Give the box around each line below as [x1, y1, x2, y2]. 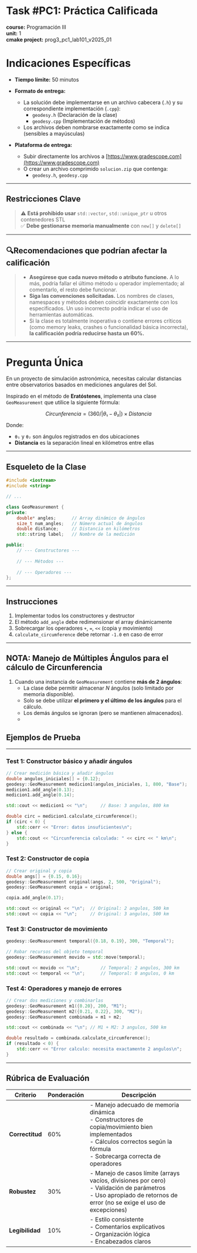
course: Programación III [6, 23, 66, 31]
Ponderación [47, 1091, 84, 1099]
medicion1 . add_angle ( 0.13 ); [6, 787, 75, 792]
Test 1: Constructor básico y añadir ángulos [6, 757, 133, 765]
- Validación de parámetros [90, 1184, 166, 1192]
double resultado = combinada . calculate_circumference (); [6, 1035, 151, 1041]
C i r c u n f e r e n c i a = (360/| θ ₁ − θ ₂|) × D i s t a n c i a [45, 410, 152, 418]
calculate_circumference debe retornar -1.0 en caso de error [14, 631, 164, 638]
